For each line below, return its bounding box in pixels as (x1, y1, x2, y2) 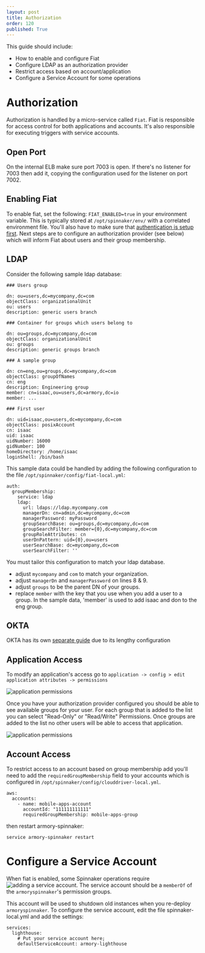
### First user (6, 405, 45, 411)
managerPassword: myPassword (22, 515, 97, 521)
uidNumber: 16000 (6, 438, 51, 444)
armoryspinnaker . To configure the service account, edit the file (6, 906, 166, 914)
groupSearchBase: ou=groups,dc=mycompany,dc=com (22, 521, 149, 527)
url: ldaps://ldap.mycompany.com (22, 504, 108, 511)
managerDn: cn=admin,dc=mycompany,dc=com (22, 510, 130, 516)
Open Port (6, 147, 46, 157)
